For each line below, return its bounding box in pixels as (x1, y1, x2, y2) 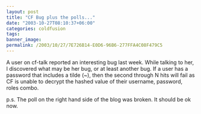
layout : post (6, 8, 39, 15)
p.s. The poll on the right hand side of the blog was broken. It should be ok (6, 95, 191, 103)
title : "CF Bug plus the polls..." (6, 14, 96, 20)
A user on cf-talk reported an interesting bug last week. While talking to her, (6, 58, 194, 66)
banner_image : (6, 37, 42, 43)
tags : (6, 31, 20, 37)
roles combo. (6, 84, 39, 91)
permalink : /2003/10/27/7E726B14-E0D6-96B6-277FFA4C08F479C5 (6, 43, 163, 49)
